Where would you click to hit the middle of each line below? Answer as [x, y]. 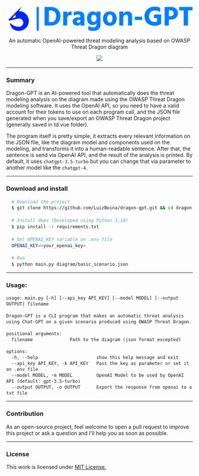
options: [17, 352]
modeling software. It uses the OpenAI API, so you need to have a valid [93, 106]
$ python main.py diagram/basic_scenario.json [70, 264]
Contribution [25, 414]
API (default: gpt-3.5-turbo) [44, 382]
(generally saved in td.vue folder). [47, 125]
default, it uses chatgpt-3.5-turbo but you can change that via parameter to [99, 162]
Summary [21, 80]
